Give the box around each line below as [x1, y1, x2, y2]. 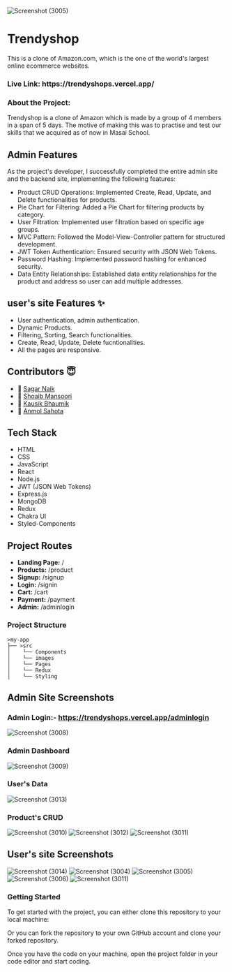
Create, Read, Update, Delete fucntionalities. [17, 338, 146, 346]
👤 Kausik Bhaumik [17, 399, 70, 408]
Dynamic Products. [17, 323, 72, 332]
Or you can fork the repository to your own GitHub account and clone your [7, 929, 221, 937]
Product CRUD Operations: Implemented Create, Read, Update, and [17, 188, 211, 196]
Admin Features [7, 149, 78, 161]
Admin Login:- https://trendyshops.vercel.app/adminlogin [7, 712, 210, 722]
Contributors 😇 [7, 366, 77, 378]
